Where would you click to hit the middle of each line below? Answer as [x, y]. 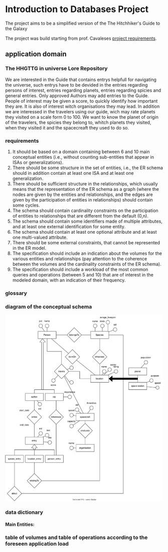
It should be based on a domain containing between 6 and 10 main [81, 152]
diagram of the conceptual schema [49, 307]
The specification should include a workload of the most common [80, 269]
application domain [36, 54]
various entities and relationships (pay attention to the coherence [80, 258]
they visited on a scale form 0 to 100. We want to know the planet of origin [82, 117]
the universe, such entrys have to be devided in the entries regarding [76, 85]
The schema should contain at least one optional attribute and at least [85, 232]
